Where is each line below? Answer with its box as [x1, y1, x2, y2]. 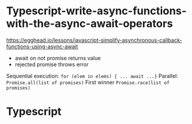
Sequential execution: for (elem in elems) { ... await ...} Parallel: [6, 72, 178, 79]
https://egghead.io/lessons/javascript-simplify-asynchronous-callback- [6, 36, 182, 44]
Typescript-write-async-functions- [6, 4, 187, 18]
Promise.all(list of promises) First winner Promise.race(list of [6, 79, 170, 86]
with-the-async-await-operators [6, 17, 173, 30]
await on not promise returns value [14, 54, 101, 61]
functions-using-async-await [6, 43, 78, 50]
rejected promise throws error [14, 61, 89, 68]
